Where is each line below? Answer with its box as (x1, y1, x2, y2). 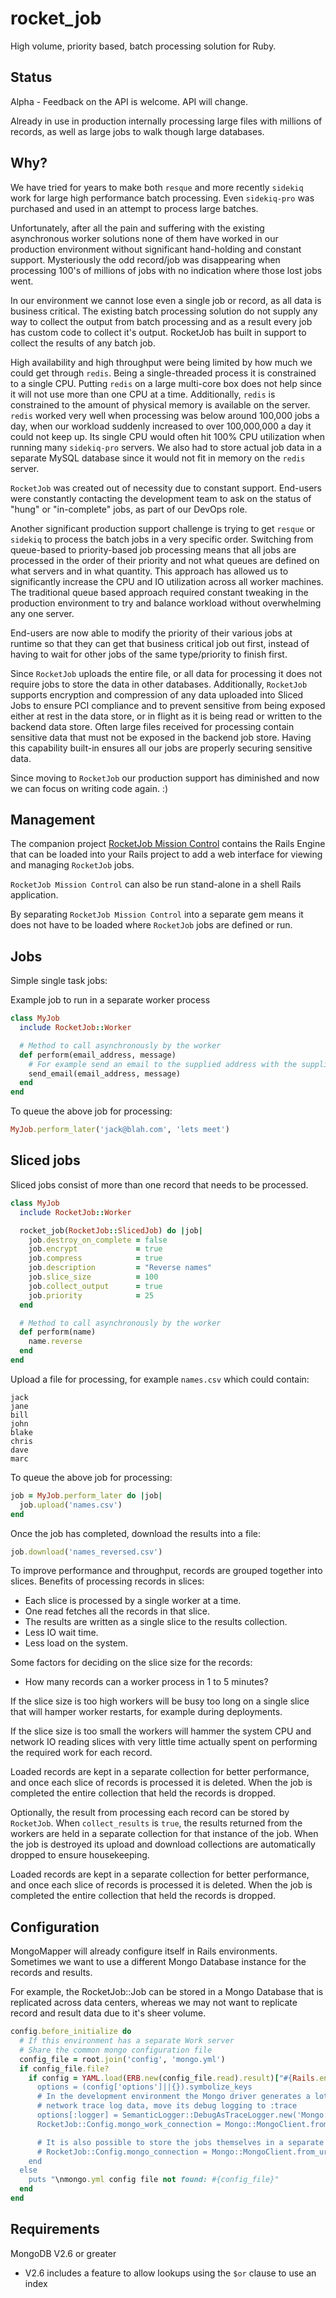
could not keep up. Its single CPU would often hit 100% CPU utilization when (10, 430, 325, 442)
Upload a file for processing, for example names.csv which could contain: (10, 1373, 310, 1385)
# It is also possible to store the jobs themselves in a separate (36, 2137, 325, 2147)
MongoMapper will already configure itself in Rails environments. (10, 1945, 278, 1957)
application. (10, 889, 59, 901)
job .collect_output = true (28, 1281, 163, 1291)
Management (10, 811, 96, 828)
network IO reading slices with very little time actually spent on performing (10, 1736, 318, 1748)
